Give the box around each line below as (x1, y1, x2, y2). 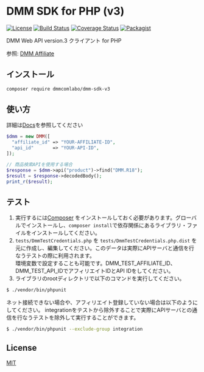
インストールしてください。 (31, 229, 100, 236)
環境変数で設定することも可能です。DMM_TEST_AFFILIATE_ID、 (15, 260, 176, 267)
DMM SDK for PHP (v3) (6, 4, 125, 18)
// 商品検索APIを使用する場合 (6, 161, 73, 168)
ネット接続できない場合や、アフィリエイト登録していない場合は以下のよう (6, 299, 193, 306)
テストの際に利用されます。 (26, 252, 96, 260)
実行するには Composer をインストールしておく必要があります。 (15, 214, 175, 221)
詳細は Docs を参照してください (6, 122, 83, 129)
